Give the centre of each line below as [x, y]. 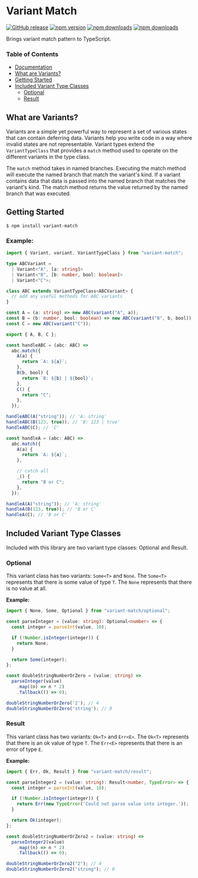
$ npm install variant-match [42, 226]
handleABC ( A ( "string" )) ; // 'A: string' [57, 416]
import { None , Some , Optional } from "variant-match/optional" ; [88, 611]
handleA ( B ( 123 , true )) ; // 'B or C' [51, 509]
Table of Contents [33, 54]
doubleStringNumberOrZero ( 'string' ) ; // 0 [59, 708]
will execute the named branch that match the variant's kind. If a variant [93, 175]
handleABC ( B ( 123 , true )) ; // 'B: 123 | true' [63, 422]
